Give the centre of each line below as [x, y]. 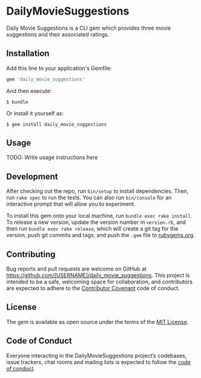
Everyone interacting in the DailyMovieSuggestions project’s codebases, [97, 356]
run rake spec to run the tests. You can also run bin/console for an [89, 198]
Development [32, 176]
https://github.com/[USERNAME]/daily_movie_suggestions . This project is [98, 275]
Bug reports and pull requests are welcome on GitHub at [77, 269]
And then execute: [29, 91]
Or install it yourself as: [35, 113]
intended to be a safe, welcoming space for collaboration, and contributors [99, 282]
